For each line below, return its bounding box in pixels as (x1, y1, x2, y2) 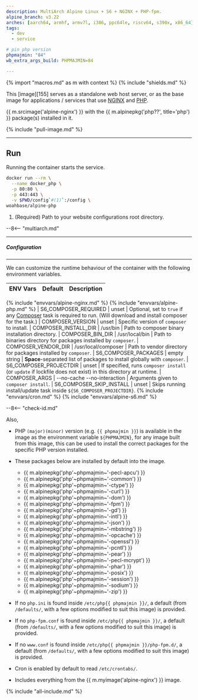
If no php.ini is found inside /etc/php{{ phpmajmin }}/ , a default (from (14, 599, 187, 606)
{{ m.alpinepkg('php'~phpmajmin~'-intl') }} (23, 513, 128, 520)
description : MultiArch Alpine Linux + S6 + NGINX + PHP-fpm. (6, 8, 162, 15)
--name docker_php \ (11, 181, 62, 187)
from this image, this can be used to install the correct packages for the (14, 440, 189, 447)
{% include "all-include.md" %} (6, 688, 82, 695)
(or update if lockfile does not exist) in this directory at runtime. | (6, 368, 161, 375)
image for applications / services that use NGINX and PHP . (6, 97, 148, 104)
